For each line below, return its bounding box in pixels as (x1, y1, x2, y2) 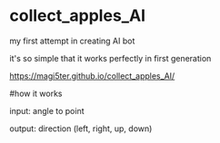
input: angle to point (9, 105, 85, 116)
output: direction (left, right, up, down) (9, 123, 153, 134)
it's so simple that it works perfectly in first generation (9, 52, 212, 63)
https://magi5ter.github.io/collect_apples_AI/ (9, 70, 175, 81)
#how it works (9, 88, 63, 99)
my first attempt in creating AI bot (9, 35, 135, 46)
